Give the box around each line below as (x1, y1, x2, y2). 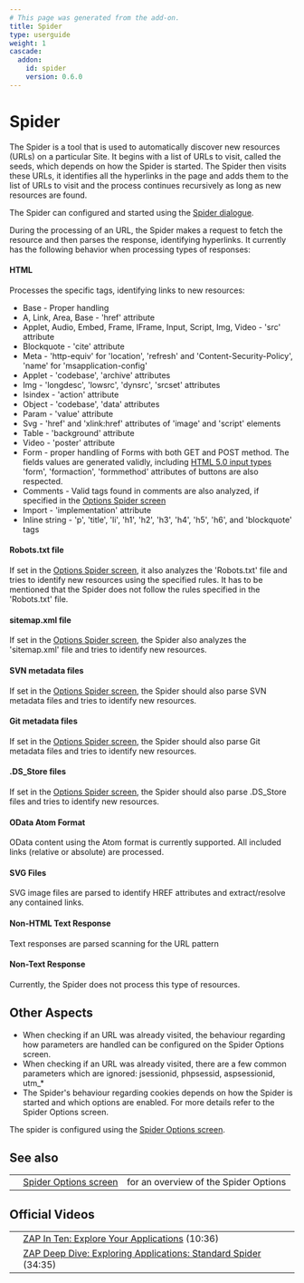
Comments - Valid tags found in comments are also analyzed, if (22, 485, 260, 496)
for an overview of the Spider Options (126, 1176, 287, 1189)
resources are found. (9, 190, 88, 200)
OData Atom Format (9, 817, 86, 828)
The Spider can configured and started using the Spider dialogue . (9, 207, 254, 218)
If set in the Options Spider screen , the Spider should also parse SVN (9, 685, 267, 696)
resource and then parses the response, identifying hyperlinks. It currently (9, 234, 287, 245)
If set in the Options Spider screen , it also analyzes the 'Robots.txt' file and (9, 565, 288, 576)
